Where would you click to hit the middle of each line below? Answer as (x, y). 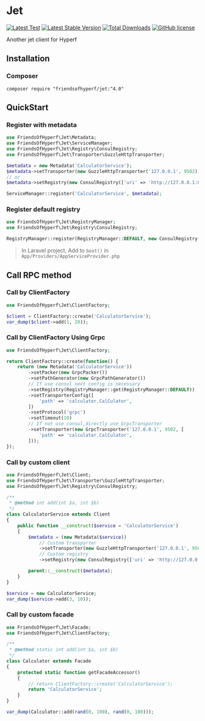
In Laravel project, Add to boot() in (65, 251)
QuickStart (27, 108)
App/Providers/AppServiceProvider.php (70, 257)
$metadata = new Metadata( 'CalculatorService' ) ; (69, 166)
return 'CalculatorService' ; (65, 690)
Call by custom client (38, 462)
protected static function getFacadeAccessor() (79, 672)
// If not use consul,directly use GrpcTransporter (95, 424)
